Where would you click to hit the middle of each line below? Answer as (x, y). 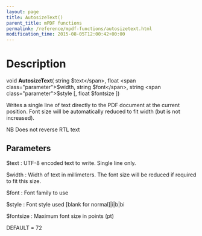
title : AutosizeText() (35, 17)
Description (36, 64)
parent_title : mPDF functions (44, 23)
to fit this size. (24, 181)
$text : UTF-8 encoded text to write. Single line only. (71, 163)
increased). (21, 118)
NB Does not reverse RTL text (43, 129)
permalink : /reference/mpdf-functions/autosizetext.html (79, 29)
